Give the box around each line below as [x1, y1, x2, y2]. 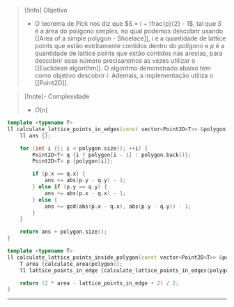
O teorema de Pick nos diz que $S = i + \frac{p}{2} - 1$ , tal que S [34, 20, 222, 27]
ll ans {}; [19, 132, 52, 139]
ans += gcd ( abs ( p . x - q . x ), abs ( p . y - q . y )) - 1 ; [44, 202, 192, 210]
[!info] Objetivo [24, 6, 68, 14]
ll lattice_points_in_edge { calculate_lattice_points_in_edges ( [19, 267, 210, 274]
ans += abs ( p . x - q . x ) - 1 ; [44, 190, 127, 197]
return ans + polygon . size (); [19, 228, 108, 236]
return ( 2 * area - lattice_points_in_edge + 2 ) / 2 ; [19, 279, 179, 287]
